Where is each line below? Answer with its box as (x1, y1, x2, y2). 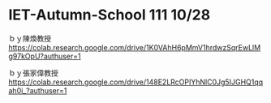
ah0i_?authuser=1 (8, 85, 67, 95)
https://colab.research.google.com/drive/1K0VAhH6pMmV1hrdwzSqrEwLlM (8, 42, 261, 52)
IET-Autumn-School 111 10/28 (8, 6, 211, 24)
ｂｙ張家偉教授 (8, 67, 58, 78)
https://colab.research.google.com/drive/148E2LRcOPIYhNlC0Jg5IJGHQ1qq (8, 77, 264, 87)
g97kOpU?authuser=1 (8, 51, 81, 61)
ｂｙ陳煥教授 (8, 33, 51, 43)
